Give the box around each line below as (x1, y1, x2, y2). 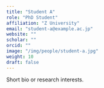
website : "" (6, 31, 36, 37)
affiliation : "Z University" (6, 20, 80, 26)
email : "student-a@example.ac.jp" (6, 25, 94, 32)
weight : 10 (6, 54, 34, 60)
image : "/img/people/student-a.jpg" (6, 48, 99, 54)
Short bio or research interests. (6, 76, 84, 83)
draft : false (6, 59, 39, 65)
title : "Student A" (6, 8, 56, 15)
